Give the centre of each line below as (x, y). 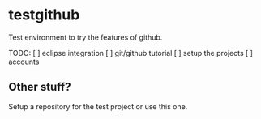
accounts (24, 62)
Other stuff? (40, 87)
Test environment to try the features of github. (86, 37)
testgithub (44, 15)
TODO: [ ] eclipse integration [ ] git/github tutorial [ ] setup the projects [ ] (131, 53)
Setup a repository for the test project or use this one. (98, 106)
